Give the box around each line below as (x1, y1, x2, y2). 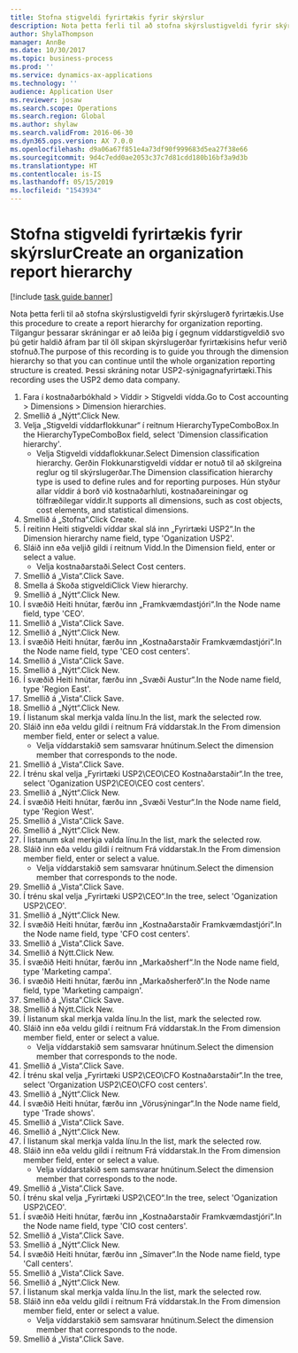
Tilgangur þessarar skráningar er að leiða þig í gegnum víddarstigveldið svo (10, 327, 286, 338)
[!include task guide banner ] (10, 291, 113, 301)
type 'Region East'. (22, 684, 92, 694)
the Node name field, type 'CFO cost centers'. (22, 928, 191, 939)
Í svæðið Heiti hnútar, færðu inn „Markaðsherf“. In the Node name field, (22, 957, 279, 967)
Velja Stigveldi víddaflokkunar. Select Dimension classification (35, 448, 260, 458)
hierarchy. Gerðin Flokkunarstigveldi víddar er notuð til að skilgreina (35, 458, 282, 468)
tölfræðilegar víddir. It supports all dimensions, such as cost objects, (35, 495, 283, 505)
